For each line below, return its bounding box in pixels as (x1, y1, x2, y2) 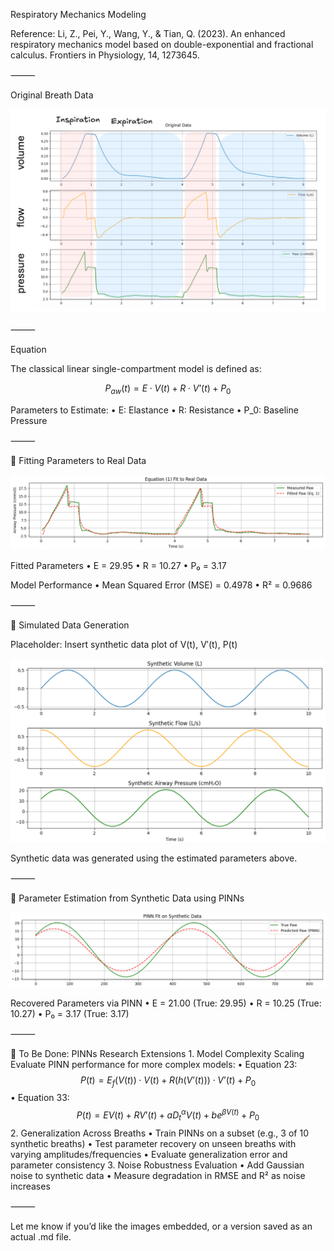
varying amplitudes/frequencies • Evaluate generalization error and (10, 1148, 288, 1160)
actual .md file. (10, 1230, 72, 1243)
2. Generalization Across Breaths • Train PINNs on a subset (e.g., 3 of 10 (10, 1127, 309, 1139)
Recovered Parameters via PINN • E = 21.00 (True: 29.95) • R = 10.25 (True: (10, 997, 322, 1009)
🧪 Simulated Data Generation (10, 619, 130, 631)
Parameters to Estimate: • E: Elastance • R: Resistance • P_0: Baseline (10, 404, 299, 416)
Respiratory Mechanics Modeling (10, 9, 147, 20)
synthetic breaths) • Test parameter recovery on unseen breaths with (10, 1137, 297, 1149)
